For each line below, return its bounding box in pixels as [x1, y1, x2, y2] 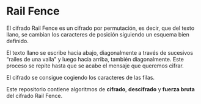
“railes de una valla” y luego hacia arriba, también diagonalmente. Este [6, 55, 185, 63]
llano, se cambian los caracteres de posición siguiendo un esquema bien [6, 30, 189, 38]
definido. [6, 37, 29, 44]
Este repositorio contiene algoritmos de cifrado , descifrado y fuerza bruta [6, 85, 196, 92]
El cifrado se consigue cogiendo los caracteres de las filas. [6, 74, 155, 81]
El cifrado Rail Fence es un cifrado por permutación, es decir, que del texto [6, 24, 195, 32]
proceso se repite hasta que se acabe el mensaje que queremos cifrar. [6, 62, 185, 69]
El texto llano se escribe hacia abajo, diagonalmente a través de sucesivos [6, 49, 194, 56]
